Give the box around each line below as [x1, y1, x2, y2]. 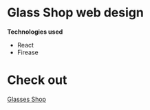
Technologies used [7, 27, 63, 36]
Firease [17, 48, 39, 56]
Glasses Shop [7, 95, 47, 103]
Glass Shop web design [7, 5, 144, 21]
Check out [7, 72, 67, 88]
